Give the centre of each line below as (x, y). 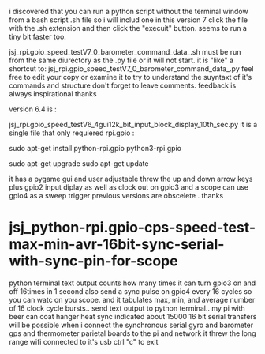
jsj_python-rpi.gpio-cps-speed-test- (132, 228)
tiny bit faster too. (37, 36)
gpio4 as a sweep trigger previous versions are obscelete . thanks (116, 196)
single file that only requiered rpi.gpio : (72, 133)
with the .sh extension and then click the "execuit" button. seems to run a (128, 28)
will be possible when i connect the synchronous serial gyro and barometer (131, 325)
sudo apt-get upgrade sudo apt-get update (79, 164)
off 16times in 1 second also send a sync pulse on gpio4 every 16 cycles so (131, 291)
